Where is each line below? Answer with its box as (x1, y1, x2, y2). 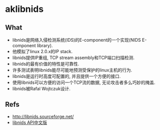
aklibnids (5, 3, 44, 15)
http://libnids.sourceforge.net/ (12, 113, 74, 120)
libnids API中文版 (12, 119, 48, 125)
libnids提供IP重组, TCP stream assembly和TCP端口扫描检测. (12, 55, 135, 61)
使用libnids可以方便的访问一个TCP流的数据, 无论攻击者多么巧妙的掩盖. (12, 79, 156, 85)
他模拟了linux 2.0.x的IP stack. (12, 49, 73, 54)
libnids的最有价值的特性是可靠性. (12, 61, 79, 66)
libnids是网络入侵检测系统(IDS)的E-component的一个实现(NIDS (12, 37, 141, 43)
